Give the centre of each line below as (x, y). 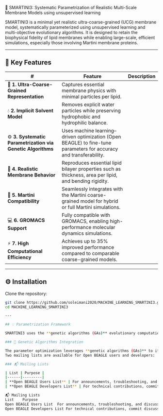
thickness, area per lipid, (90, 175)
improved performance (88, 247)
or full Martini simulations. (91, 207)
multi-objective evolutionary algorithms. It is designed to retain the (71, 32)
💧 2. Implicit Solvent (30, 110)
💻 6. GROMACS (26, 220)
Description (142, 76)
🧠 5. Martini (21, 195)
